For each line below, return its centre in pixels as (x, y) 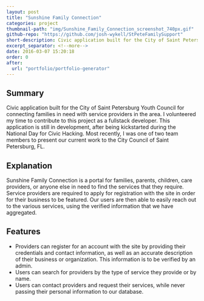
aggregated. (22, 213)
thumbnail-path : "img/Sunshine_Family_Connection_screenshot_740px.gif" (100, 29)
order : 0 (17, 57)
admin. (24, 266)
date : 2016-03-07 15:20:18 (40, 52)
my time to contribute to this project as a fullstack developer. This (88, 121)
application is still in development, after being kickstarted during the (91, 127)
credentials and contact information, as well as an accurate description (104, 252)
